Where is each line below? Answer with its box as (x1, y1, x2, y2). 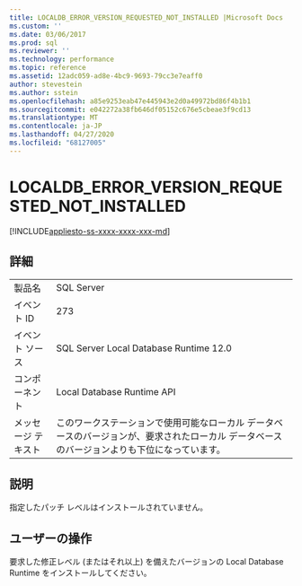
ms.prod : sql (9, 38, 58, 48)
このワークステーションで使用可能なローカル (56, 416, 245, 429)
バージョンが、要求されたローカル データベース (82, 430, 283, 442)
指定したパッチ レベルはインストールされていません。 (9, 502, 209, 512)
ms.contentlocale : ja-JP (9, 122, 102, 131)
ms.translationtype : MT (9, 113, 99, 122)
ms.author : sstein (9, 88, 78, 97)
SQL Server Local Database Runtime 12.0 (56, 342, 232, 354)
